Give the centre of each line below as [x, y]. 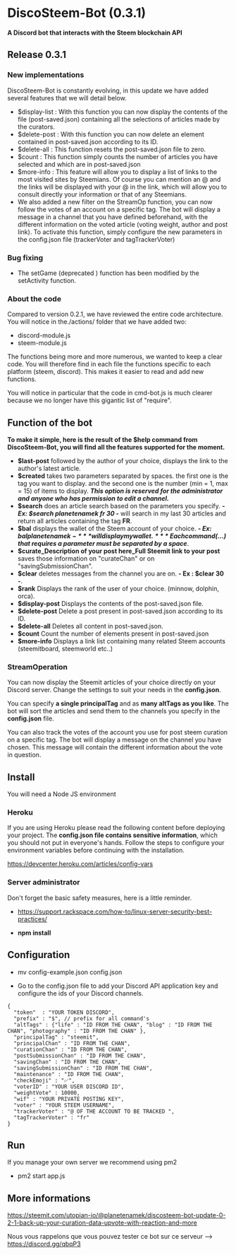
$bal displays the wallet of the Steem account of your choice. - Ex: [114, 529]
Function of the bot [50, 422]
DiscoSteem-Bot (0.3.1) [77, 13]
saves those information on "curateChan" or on [86, 559]
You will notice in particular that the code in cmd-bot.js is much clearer [110, 393]
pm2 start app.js [41, 1176]
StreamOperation [38, 667]
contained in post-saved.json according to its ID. [88, 141]
